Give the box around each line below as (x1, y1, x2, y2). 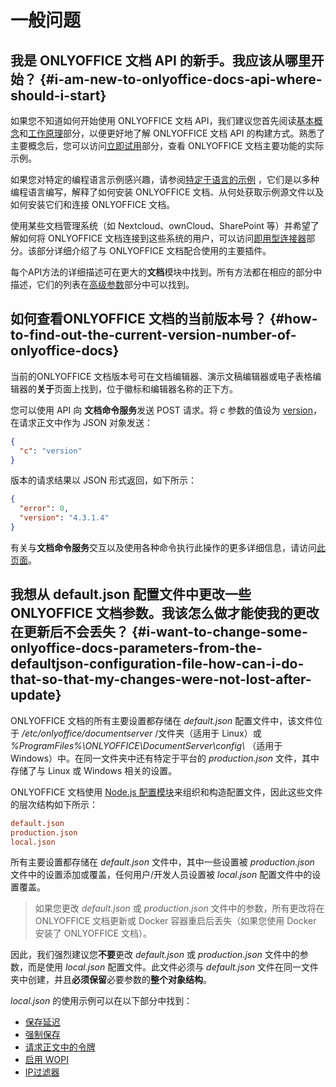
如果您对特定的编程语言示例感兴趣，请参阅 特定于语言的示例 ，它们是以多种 (10, 174, 320, 185)
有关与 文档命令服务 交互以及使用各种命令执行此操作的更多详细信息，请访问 (10, 541, 317, 553)
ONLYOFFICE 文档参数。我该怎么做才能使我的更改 (10, 605, 320, 622)
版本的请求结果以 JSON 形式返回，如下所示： (10, 474, 198, 486)
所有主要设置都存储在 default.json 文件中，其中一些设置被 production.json (10, 856, 315, 868)
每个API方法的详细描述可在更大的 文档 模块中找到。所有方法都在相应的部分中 (10, 266, 323, 278)
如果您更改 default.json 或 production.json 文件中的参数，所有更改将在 (34, 902, 325, 915)
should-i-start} (10, 87, 107, 104)
